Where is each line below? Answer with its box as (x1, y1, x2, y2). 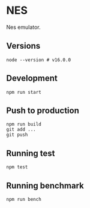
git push (6, 132, 28, 138)
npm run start (6, 89, 42, 95)
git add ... (6, 127, 36, 133)
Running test (6, 148, 55, 158)
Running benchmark (6, 180, 84, 191)
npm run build (6, 121, 42, 127)
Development (6, 73, 58, 84)
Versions (6, 41, 41, 51)
